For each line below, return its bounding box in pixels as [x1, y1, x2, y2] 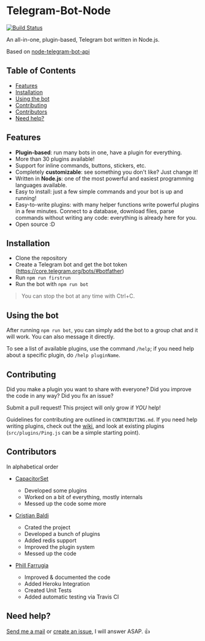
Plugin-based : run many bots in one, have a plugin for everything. [15, 149, 182, 156]
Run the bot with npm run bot [15, 281, 89, 288]
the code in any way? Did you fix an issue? [6, 392, 114, 399]
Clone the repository [15, 254, 67, 262]
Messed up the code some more [24, 500, 106, 507]
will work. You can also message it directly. [6, 333, 115, 341]
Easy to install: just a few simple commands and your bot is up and [15, 188, 184, 195]
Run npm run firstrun [15, 274, 71, 281]
